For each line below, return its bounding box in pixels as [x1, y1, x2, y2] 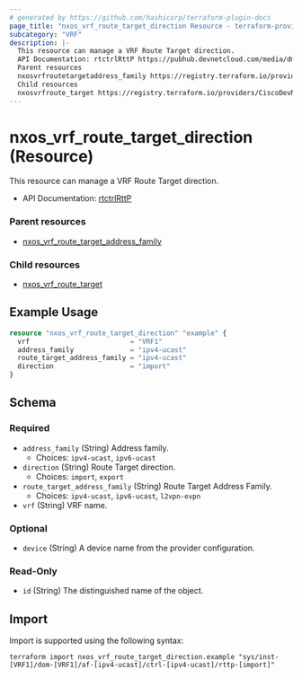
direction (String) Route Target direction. [22, 462, 176, 472]
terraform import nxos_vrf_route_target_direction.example [9, 653, 235, 662]
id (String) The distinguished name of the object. [22, 586, 204, 596]
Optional [9, 522, 48, 534]
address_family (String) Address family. [22, 442, 169, 453]
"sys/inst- [238, 653, 280, 662]
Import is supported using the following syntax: [9, 635, 184, 647]
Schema [9, 395, 57, 410]
